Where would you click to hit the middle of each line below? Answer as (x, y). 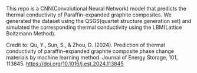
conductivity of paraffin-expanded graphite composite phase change (90, 51)
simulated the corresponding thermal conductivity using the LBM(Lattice (94, 27)
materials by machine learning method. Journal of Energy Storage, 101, (92, 57)
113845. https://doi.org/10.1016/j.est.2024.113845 (65, 64)
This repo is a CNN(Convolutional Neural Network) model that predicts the (96, 9)
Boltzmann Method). (31, 34)
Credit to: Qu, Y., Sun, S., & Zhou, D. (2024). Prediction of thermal (86, 45)
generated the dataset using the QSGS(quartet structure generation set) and (99, 21)
